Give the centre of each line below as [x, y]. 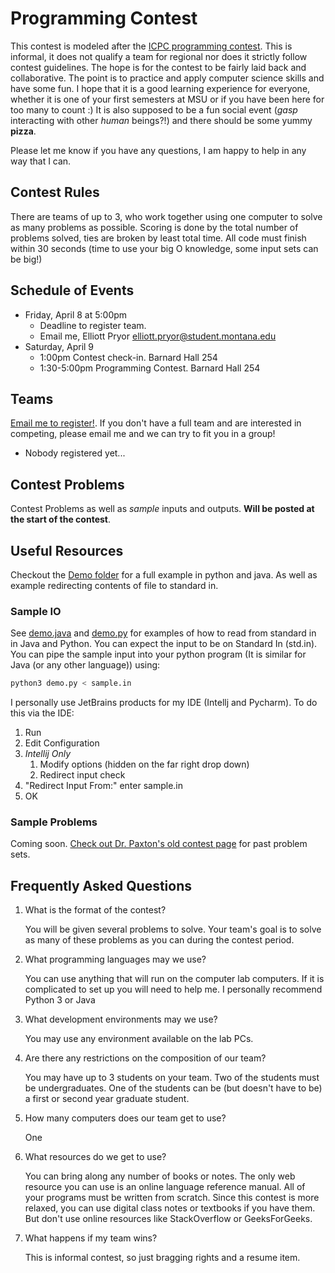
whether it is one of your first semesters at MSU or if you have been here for [167, 99]
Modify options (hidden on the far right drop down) [144, 764]
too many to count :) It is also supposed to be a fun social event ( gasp [154, 109]
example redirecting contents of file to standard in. [114, 585]
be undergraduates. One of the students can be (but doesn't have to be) [173, 1088]
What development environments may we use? [121, 1019]
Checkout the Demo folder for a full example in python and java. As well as [164, 575]
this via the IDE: [42, 713]
